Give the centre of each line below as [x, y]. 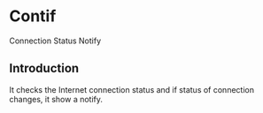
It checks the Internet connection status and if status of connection [132, 89]
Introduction [44, 68]
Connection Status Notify [55, 41]
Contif [33, 16]
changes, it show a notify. [56, 99]
